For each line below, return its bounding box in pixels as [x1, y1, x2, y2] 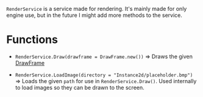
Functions [6, 33, 58, 47]
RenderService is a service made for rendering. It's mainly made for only [6, 5, 187, 12]
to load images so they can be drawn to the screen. [15, 84, 144, 91]
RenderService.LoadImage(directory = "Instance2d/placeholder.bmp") [15, 72, 193, 78]
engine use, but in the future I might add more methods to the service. [6, 12, 183, 19]
